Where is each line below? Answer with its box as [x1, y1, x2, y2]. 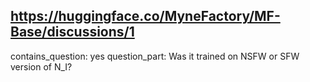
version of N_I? [10, 60, 73, 73]
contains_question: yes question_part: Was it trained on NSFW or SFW [10, 50, 300, 62]
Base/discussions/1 [10, 24, 135, 41]
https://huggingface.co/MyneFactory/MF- [10, 8, 281, 25]
